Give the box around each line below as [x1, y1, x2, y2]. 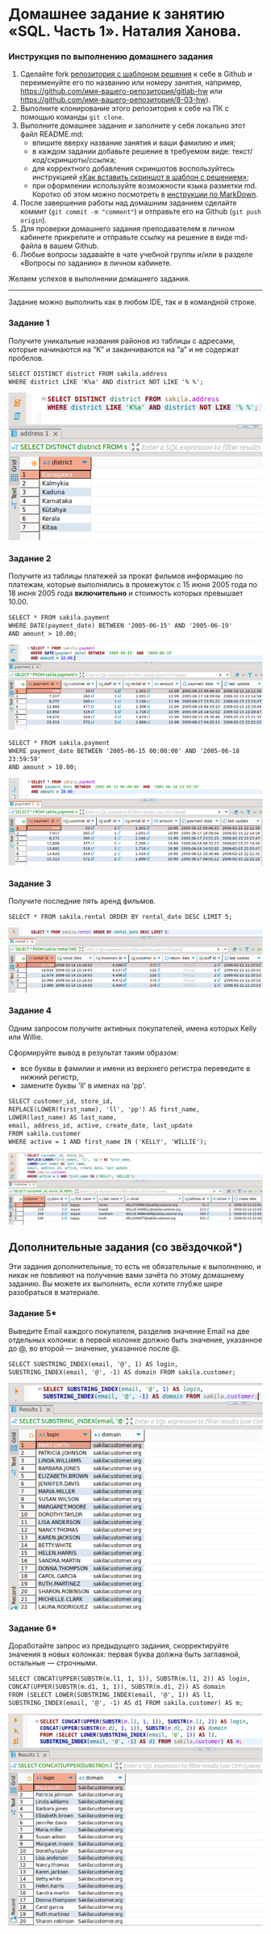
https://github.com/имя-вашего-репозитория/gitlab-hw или [19, 87, 223, 96]
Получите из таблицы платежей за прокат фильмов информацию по [8, 571, 244, 581]
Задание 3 [8, 878, 52, 889]
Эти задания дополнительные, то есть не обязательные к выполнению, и [8, 1262, 261, 1272]
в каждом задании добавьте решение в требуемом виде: [31, 146, 231, 156]
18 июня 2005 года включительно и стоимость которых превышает [8, 588, 244, 599]
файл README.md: [19, 129, 84, 139]
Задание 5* [8, 1308, 57, 1319]
